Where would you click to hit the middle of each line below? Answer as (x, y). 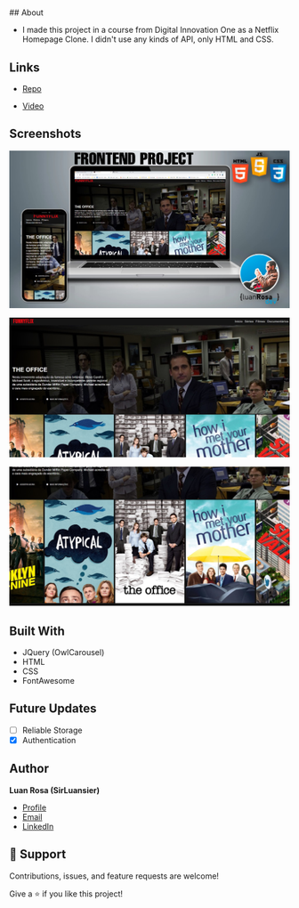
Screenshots (45, 134)
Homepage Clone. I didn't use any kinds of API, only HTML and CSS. (148, 39)
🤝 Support (38, 854)
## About (27, 12)
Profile (34, 807)
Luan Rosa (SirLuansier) (55, 790)
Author (29, 769)
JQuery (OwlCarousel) (63, 652)
